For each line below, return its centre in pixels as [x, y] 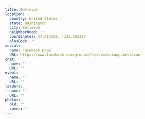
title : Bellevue [21, 9]
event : [12, 73]
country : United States [33, 18]
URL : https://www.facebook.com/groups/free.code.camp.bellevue [75, 55]
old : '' [17, 104]
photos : [13, 100]
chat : [10, 59]
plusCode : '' [23, 41]
